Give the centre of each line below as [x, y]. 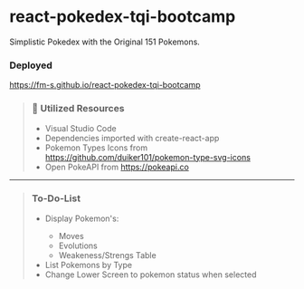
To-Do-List [56, 198]
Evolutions [78, 246]
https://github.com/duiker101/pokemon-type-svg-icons [148, 157]
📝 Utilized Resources [78, 109]
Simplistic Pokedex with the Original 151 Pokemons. [105, 42]
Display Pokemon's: [82, 218]
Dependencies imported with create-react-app [132, 138]
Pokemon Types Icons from [96, 148]
